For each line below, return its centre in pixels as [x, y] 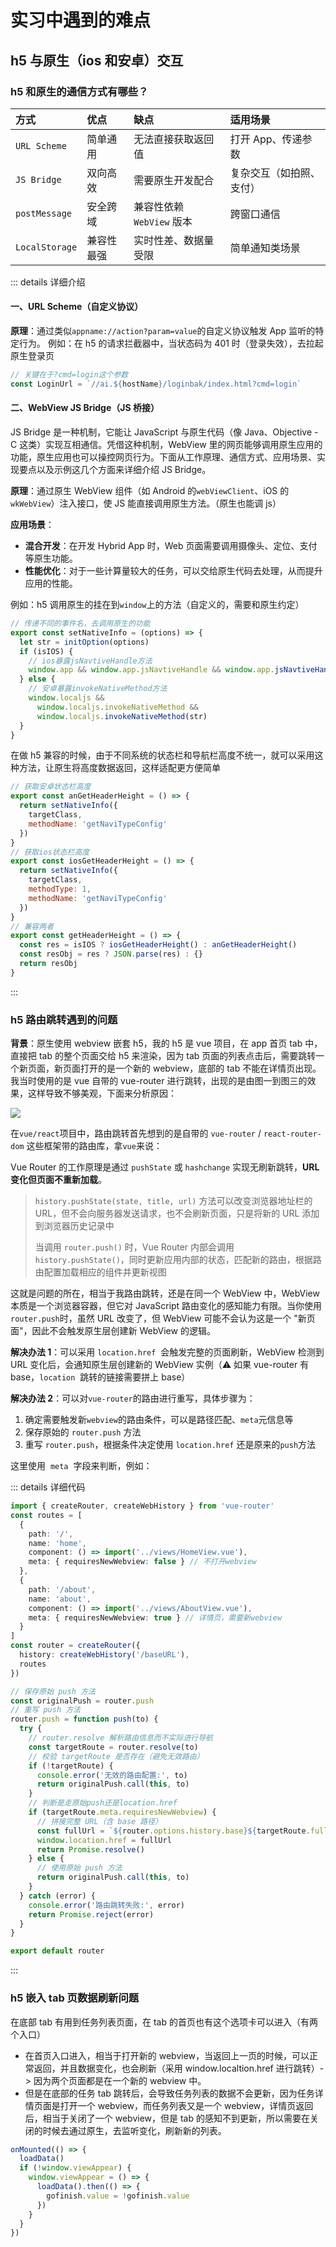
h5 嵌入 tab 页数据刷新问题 [75, 1998]
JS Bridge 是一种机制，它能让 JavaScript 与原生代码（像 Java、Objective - [164, 432]
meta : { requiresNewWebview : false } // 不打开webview [142, 1562]
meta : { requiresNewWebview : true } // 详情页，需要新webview [155, 1617]
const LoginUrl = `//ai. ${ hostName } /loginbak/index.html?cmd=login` [156, 384]
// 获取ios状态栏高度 [50, 852]
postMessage [44, 213]
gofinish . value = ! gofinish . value [118, 2196]
